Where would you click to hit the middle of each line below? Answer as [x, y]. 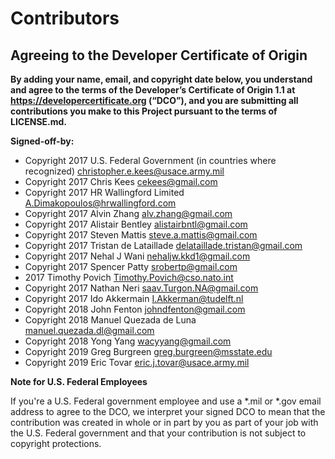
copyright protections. [56, 443]
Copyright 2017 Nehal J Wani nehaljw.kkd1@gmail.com [137, 256]
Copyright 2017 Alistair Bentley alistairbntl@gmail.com [136, 224]
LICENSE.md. [39, 121]
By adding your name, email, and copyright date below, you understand [161, 79]
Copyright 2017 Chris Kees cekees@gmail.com [121, 181]
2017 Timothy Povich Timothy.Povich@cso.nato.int [129, 277]
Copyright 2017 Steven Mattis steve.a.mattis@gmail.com [141, 235]
